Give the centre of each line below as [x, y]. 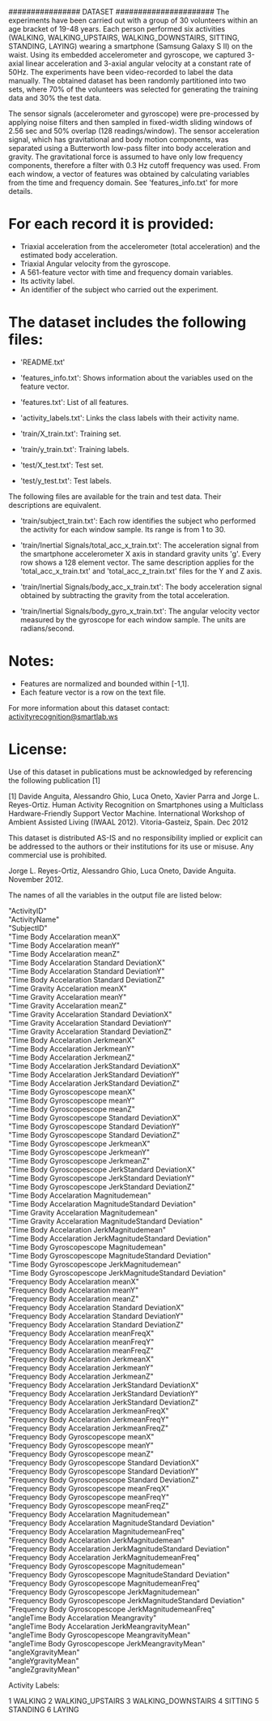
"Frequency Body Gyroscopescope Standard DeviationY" [104, 1471]
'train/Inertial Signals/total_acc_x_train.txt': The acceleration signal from [139, 545]
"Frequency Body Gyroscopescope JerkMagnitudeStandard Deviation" [127, 1600]
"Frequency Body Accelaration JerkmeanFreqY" [89, 1419]
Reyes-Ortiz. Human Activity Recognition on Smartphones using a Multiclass [136, 805]
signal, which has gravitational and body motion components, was [119, 140]
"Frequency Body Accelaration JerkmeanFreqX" [89, 1410]
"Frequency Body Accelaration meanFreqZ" [81, 1350]
